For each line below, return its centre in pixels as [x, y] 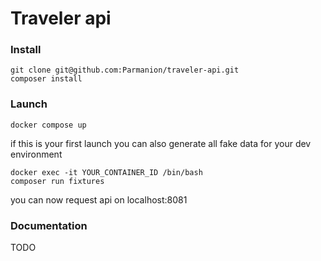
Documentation [49, 225]
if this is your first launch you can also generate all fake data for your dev [161, 143]
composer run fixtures [57, 181]
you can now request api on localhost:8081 [99, 199]
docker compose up [48, 125]
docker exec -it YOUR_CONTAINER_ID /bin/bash [106, 172]
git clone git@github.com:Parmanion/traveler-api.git [125, 70]
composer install [46, 79]
